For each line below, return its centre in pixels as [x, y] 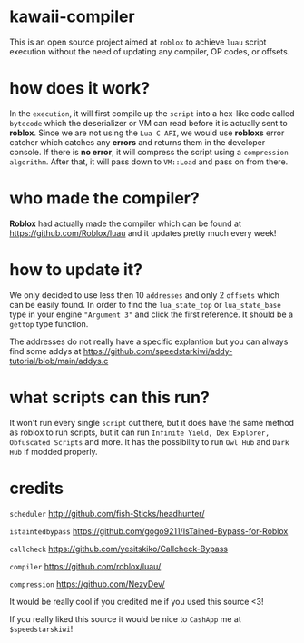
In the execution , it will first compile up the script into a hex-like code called [152, 113]
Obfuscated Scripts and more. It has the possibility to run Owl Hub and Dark [149, 441]
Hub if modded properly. [54, 451]
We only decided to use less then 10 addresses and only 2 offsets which [144, 295]
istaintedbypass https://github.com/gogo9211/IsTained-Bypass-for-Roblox [149, 531]
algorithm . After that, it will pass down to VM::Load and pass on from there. [149, 162]
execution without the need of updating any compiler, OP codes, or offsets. [150, 51]
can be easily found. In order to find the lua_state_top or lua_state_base [145, 304]
